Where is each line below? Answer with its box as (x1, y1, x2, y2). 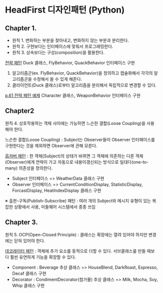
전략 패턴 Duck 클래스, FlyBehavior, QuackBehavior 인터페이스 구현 (5, 60, 135, 65)
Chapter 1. (5, 24, 37, 32)
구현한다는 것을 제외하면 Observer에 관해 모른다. (5, 142, 98, 148)
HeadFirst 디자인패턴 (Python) (5, 4, 125, 15)
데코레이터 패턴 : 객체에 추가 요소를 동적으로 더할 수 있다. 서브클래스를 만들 (5, 248, 146, 254)
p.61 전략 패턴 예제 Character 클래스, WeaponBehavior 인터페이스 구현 (5, 93, 141, 98)
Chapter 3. (5, 218, 38, 227)
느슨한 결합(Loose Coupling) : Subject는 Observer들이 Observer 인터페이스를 (5, 137, 155, 142)
